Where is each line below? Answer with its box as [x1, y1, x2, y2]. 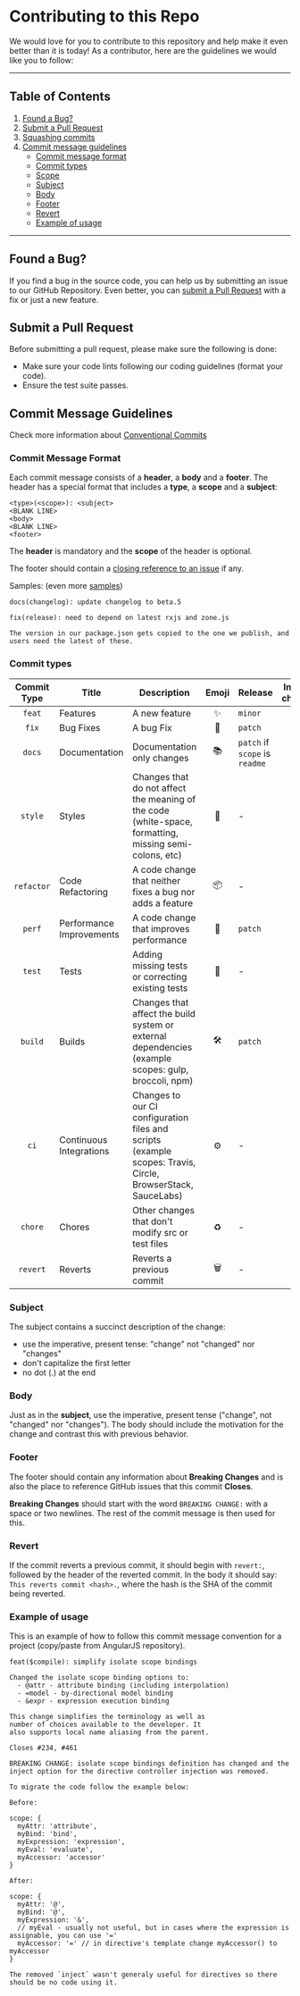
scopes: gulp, [132, 1063, 189, 1076]
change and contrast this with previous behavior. [9, 1429, 189, 1439]
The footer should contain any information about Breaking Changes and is [9, 1472, 284, 1482]
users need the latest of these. [9, 637, 134, 646]
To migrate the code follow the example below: [9, 1782, 190, 1792]
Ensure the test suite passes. [21, 380, 129, 390]
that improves [132, 922, 190, 935]
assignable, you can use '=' [9, 1932, 118, 1941]
